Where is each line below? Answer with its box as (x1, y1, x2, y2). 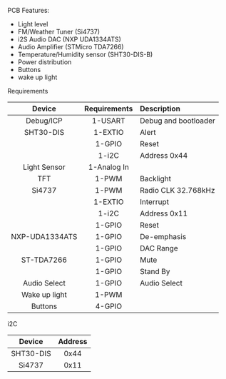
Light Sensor (22, 162, 66, 172)
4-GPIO (95, 301, 123, 311)
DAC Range (140, 243, 178, 253)
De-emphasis (140, 232, 187, 241)
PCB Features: (7, 6, 50, 14)
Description (140, 103, 180, 113)
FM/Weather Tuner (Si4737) (17, 28, 101, 36)
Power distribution (17, 58, 72, 66)
